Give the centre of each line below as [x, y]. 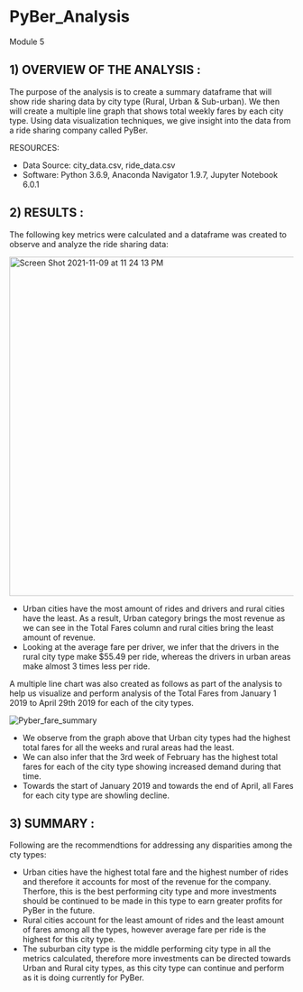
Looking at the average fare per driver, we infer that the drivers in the [151, 646]
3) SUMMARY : [52, 823]
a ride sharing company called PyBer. [79, 130]
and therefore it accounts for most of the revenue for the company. [147, 882]
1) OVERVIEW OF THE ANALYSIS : [105, 70]
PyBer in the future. [59, 911]
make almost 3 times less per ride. [86, 666]
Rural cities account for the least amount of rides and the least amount [153, 920]
